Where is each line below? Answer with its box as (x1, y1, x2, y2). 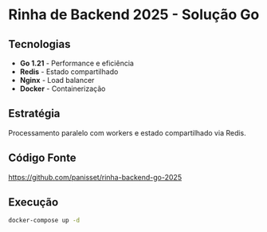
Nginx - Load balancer (19, 76, 95, 85)
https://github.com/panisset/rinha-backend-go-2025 (8, 172, 182, 182)
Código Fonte (8, 151, 77, 165)
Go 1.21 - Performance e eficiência (19, 58, 134, 68)
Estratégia (8, 107, 61, 120)
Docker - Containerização (19, 84, 106, 93)
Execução (8, 195, 59, 209)
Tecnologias (8, 37, 71, 51)
